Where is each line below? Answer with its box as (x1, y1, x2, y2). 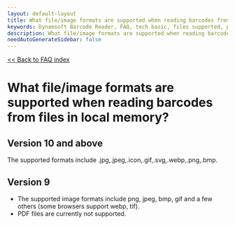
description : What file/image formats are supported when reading (7, 29, 205, 37)
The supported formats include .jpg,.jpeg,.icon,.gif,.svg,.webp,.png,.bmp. (7, 156, 218, 164)
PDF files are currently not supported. (17, 209, 127, 217)
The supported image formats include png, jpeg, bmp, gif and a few (17, 194, 213, 203)
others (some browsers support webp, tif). (17, 202, 140, 210)
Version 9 (7, 176, 50, 188)
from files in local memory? (7, 110, 169, 126)
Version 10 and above (7, 137, 104, 149)
